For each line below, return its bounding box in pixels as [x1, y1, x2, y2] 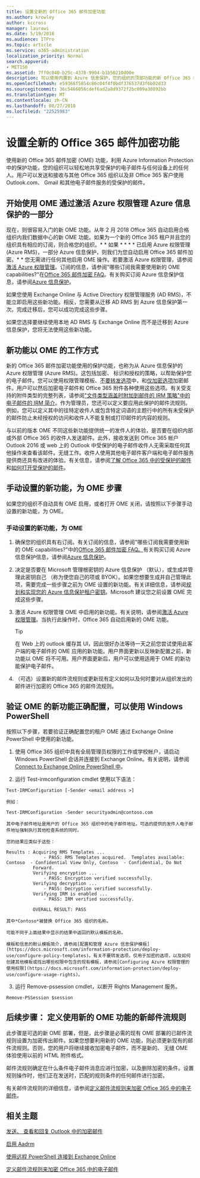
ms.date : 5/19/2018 [6, 31, 55, 37]
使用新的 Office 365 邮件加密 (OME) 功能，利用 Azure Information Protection [6, 157, 194, 164]
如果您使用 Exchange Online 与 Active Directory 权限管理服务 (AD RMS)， [6, 291, 186, 298]
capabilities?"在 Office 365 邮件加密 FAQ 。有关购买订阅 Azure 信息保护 [6, 271, 179, 278]
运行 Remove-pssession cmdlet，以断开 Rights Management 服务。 [14, 983, 181, 990]
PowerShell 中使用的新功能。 [6, 735, 77, 742]
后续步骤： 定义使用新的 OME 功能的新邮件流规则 [6, 1012, 186, 1023]
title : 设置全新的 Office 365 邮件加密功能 [6, 8, 106, 15]
